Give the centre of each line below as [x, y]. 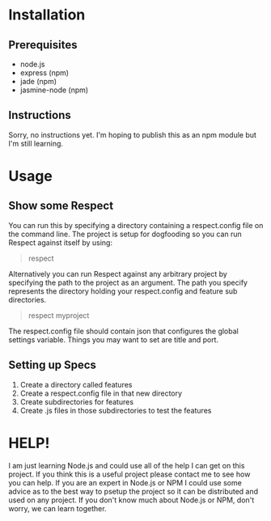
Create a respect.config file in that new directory [101, 393]
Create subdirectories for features [77, 401]
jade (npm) [38, 81]
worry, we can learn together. [57, 508]
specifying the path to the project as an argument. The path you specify [128, 282]
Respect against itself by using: [61, 242]
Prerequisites [43, 45]
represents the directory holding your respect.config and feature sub [123, 291]
